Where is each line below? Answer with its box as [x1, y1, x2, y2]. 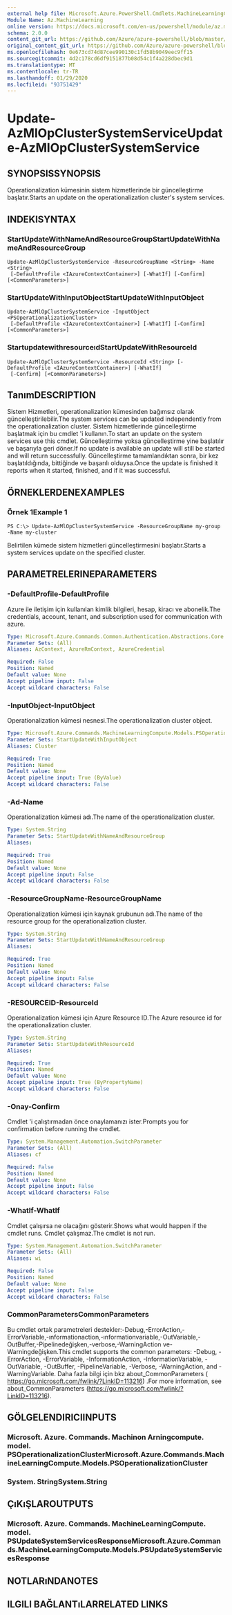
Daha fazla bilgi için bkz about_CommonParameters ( [57, 1369, 209, 1378]
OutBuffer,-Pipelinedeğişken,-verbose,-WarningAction [7, 1340, 162, 1348]
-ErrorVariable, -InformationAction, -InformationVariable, [42, 1355, 204, 1363]
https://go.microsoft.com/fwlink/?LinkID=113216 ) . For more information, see [7, 1377, 222, 1385]
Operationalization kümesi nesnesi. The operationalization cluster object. [7, 716, 213, 725]
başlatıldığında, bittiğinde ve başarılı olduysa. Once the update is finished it [7, 459, 218, 467]
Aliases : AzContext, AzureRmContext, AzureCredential [7, 646, 166, 653]
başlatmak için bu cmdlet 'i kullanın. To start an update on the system [7, 430, 202, 438]
